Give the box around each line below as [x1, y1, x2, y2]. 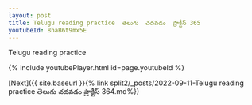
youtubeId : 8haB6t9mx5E [8, 26, 87, 34]
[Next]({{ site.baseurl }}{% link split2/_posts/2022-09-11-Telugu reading [8, 78, 245, 88]
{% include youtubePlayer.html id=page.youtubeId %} [8, 63, 185, 73]
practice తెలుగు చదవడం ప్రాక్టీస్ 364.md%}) [8, 87, 140, 96]
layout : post [8, 11, 52, 20]
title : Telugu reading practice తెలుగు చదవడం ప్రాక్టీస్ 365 [8, 19, 201, 27]
